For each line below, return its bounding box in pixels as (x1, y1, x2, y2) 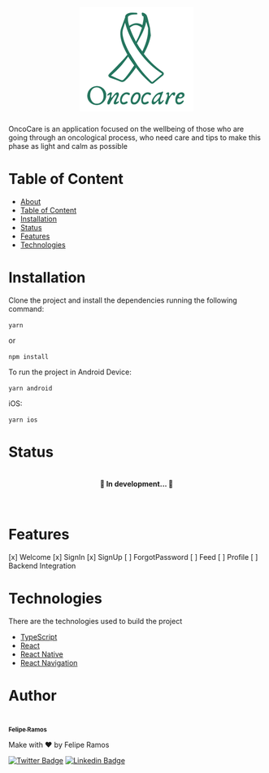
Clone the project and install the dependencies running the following (8, 295, 237, 305)
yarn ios (8, 416, 38, 424)
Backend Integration (8, 561, 76, 571)
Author (8, 687, 57, 705)
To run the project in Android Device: (8, 367, 132, 377)
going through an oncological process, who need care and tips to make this (8, 133, 262, 142)
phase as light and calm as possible (8, 141, 128, 151)
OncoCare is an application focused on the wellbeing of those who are (8, 124, 245, 133)
